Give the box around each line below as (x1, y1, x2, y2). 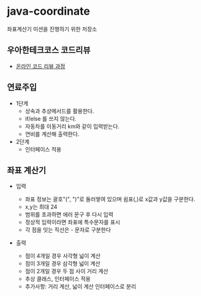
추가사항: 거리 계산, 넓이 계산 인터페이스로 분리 (25, 283, 137, 290)
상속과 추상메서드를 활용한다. (25, 107, 94, 115)
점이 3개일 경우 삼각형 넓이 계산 (25, 260, 100, 267)
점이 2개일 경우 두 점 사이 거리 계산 (25, 268, 109, 275)
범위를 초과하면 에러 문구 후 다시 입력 (25, 211, 114, 218)
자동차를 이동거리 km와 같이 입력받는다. (25, 123, 120, 130)
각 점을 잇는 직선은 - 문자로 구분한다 (25, 226, 111, 233)
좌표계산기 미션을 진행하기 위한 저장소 (7, 25, 97, 32)
